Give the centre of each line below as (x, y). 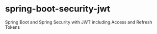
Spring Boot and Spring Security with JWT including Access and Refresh (78, 22)
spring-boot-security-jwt (58, 9)
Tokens (13, 27)
